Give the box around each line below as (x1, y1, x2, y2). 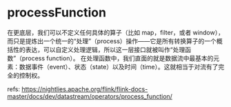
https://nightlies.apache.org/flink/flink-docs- (21, 84, 148, 93)
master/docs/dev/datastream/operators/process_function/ (7, 92, 172, 100)
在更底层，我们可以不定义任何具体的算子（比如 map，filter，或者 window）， (7, 28, 224, 36)
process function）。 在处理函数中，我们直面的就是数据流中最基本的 (21, 53, 214, 62)
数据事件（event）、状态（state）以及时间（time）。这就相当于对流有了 (19, 62, 219, 71)
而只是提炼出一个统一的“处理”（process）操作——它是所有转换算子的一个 (7, 36, 217, 45)
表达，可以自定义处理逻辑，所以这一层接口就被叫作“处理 (25, 45, 185, 53)
